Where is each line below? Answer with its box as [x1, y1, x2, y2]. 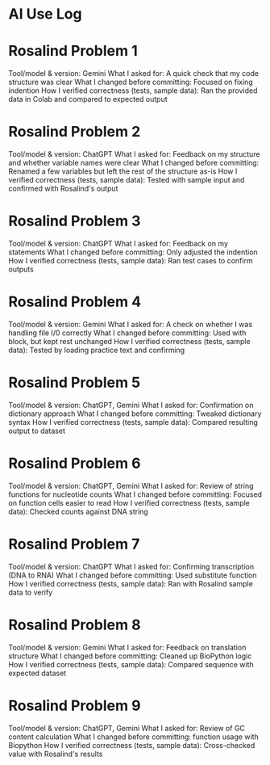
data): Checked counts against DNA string [8, 506, 149, 516]
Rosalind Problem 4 [8, 292, 142, 311]
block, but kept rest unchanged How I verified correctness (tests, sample [8, 336, 251, 346]
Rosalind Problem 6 [8, 454, 141, 473]
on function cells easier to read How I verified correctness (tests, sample [8, 498, 250, 507]
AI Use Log [8, 5, 82, 23]
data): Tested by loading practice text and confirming [8, 345, 185, 355]
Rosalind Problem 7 [8, 535, 140, 553]
